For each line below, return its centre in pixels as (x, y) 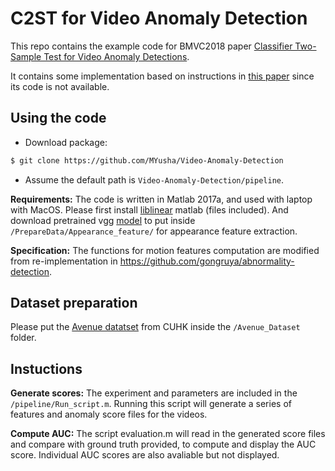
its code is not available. (60, 86)
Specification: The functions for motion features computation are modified (165, 250)
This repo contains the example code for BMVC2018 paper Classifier (151, 46)
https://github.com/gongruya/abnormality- (207, 261)
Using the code (58, 118)
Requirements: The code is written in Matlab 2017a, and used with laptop (161, 199)
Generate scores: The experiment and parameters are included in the (154, 393)
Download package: (66, 142)
